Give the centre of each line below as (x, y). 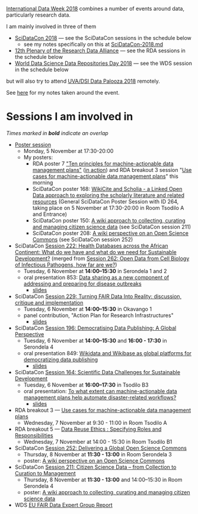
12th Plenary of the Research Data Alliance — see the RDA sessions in (100, 51)
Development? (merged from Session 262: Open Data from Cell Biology (102, 258)
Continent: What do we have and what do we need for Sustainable (95, 252)
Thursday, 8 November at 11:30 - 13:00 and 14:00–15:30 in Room (103, 479)
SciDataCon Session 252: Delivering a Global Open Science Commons (100, 448)
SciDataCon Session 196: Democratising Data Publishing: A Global (95, 328)
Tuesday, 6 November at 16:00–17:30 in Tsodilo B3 (86, 385)
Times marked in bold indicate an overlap (57, 133)
